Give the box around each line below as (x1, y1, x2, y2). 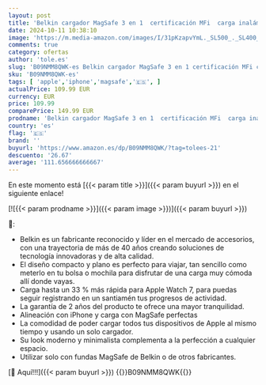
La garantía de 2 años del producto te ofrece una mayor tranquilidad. (19, 302, 245, 311)
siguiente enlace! (8, 189, 64, 198)
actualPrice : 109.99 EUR (8, 85, 90, 93)
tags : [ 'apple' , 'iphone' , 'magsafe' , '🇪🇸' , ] (8, 77, 161, 85)
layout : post (8, 11, 51, 20)
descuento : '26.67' (8, 151, 73, 159)
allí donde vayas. (19, 277, 75, 286)
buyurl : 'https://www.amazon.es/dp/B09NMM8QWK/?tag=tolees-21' (8, 144, 222, 152)
